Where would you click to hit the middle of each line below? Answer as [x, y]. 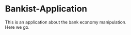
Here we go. [17, 27]
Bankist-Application [46, 9]
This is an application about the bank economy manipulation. [66, 22]
